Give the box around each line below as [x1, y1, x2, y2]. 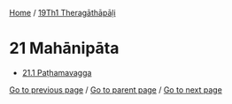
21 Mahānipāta [9, 39, 120, 58]
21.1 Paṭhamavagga [21, 67, 92, 78]
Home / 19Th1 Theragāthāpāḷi [9, 8, 117, 18]
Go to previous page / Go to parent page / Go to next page [9, 84, 223, 95]
